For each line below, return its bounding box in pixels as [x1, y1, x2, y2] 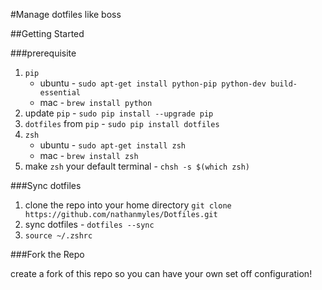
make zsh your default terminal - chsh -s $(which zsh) [24, 160, 251, 172]
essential [39, 88, 82, 98]
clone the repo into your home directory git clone [24, 199, 232, 211]
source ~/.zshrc [24, 231, 93, 241]
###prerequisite [10, 47, 77, 59]
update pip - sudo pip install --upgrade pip [24, 107, 214, 119]
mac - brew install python [39, 97, 153, 108]
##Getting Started [10, 28, 85, 39]
